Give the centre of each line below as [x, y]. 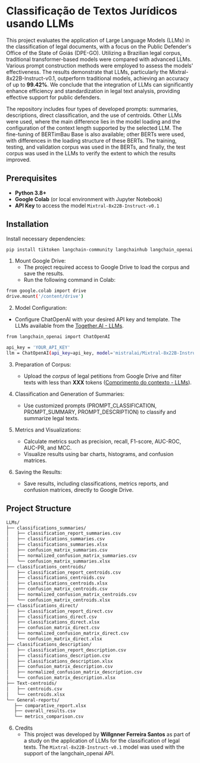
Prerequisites [32, 178]
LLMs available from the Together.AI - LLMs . [69, 326]
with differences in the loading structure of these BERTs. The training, [91, 140]
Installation [27, 224]
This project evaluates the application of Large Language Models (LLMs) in [98, 40]
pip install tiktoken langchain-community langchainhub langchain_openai [100, 250]
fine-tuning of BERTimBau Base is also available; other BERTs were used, [96, 134]
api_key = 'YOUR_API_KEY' [38, 347]
